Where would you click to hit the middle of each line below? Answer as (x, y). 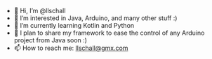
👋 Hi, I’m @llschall (40, 11)
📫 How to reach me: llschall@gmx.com (71, 48)
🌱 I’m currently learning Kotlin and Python (74, 25)
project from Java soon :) (51, 40)
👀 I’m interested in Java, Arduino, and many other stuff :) (95, 18)
